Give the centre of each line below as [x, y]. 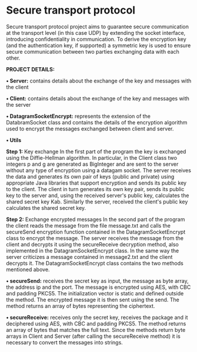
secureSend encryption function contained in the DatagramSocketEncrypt [96, 232]
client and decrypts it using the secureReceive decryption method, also [93, 244]
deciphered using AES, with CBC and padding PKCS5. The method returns [96, 323]
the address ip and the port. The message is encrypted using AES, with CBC [98, 287]
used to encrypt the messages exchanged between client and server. [90, 129]
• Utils [14, 140]
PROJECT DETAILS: [30, 69]
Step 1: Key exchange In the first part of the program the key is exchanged [96, 152]
